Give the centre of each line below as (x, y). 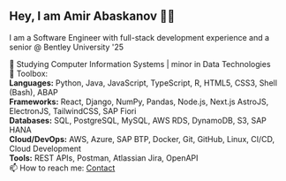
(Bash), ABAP (34, 92)
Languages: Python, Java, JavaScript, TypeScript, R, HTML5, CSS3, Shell (143, 83)
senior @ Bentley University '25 (67, 47)
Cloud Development (45, 148)
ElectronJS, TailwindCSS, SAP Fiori (73, 110)
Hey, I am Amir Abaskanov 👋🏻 (92, 16)
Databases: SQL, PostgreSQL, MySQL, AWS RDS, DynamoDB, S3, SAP (138, 120)
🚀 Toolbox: (29, 73)
